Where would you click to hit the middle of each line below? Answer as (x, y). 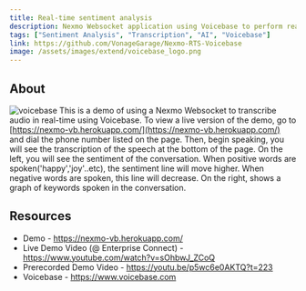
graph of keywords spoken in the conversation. (98, 187)
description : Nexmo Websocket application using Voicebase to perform (146, 26)
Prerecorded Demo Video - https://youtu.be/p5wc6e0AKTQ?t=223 (148, 267)
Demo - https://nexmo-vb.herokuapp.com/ (103, 238)
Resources (41, 216)
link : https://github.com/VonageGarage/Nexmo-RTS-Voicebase (126, 43)
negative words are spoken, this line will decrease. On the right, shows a (145, 177)
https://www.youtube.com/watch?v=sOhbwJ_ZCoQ (119, 257)
